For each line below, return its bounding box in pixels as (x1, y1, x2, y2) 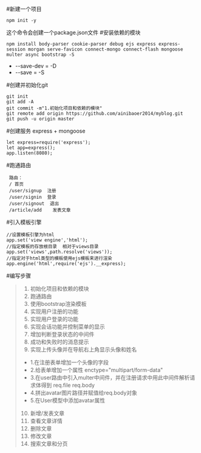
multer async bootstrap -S (6, 52, 75, 58)
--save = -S (15, 69, 45, 76)
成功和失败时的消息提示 (30, 338, 89, 345)
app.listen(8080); (6, 150, 53, 156)
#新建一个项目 (6, 5, 42, 12)
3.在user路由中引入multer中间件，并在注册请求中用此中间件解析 (30, 374, 190, 381)
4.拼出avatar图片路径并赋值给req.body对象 (30, 389, 138, 396)
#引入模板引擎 (6, 218, 42, 226)
